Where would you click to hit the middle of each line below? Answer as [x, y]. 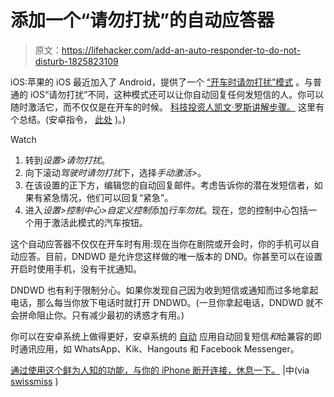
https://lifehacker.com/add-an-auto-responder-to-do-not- [181, 50]
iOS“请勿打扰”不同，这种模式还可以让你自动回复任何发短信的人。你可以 [177, 94]
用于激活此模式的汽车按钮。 [90, 222]
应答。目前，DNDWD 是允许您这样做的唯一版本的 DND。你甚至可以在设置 [170, 256]
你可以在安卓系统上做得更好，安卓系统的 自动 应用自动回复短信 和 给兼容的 [161, 336]
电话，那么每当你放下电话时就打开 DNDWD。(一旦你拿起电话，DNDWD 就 [162, 302]
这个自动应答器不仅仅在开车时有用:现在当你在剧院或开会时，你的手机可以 [161, 243]
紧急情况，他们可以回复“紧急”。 [108, 197]
